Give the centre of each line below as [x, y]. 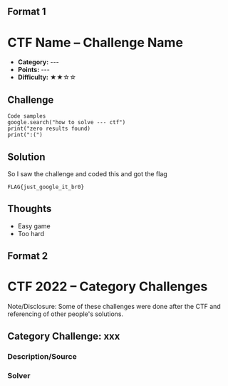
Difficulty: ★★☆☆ [47, 77]
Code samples [27, 116]
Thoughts [30, 209]
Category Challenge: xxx [64, 336]
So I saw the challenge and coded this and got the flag [87, 173]
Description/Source [42, 357]
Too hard [31, 233]
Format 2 [28, 256]
